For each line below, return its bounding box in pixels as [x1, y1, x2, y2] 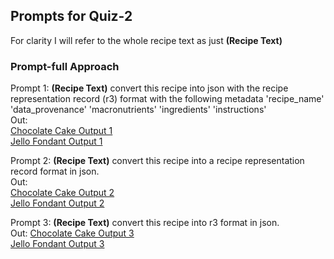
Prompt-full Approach [10, 59, 120, 73]
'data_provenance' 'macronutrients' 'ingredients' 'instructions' [10, 104, 267, 116]
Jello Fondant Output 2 [10, 197, 105, 209]
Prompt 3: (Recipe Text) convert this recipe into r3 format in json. [10, 217, 280, 229]
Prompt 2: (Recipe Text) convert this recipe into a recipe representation [10, 155, 305, 167]
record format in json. [10, 165, 100, 178]
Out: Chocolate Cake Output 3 [10, 227, 135, 239]
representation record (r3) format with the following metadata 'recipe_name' [10, 93, 325, 105]
